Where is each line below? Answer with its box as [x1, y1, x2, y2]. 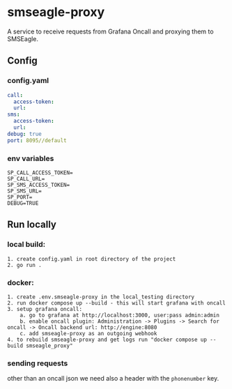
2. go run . [7, 261, 42, 268]
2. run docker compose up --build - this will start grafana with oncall [7, 299, 226, 307]
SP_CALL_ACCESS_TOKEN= [7, 169, 73, 176]
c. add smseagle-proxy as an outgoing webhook [20, 330, 157, 337]
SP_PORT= [7, 193, 33, 201]
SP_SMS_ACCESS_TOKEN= [7, 181, 70, 188]
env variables [7, 153, 54, 163]
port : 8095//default [7, 137, 68, 144]
